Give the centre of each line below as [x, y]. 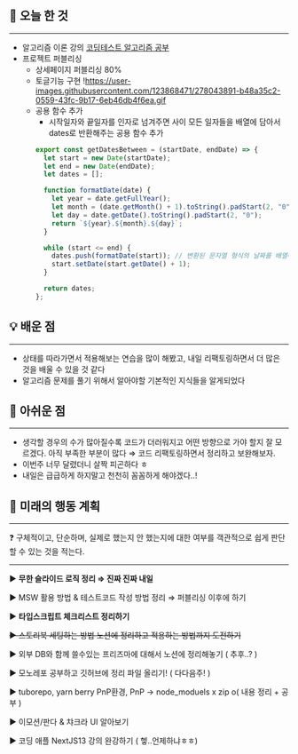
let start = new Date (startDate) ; [107, 158]
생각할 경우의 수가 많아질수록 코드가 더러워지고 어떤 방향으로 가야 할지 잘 [147, 442]
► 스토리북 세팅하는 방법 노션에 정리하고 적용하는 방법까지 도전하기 [125, 635]
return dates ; [69, 289]
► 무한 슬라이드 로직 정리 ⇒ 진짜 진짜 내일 [81, 579]
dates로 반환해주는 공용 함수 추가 [106, 132]
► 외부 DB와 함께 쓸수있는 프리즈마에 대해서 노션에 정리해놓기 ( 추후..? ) [133, 655]
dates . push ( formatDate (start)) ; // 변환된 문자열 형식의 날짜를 [162, 256]
